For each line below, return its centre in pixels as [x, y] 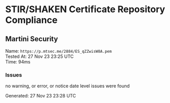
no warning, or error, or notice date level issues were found [68, 86]
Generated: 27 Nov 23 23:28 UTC [41, 96]
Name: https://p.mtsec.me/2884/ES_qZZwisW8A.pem [59, 51]
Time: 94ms [18, 62]
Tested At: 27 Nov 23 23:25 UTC [40, 56]
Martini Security [32, 39]
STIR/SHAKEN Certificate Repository [85, 9]
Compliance [31, 20]
